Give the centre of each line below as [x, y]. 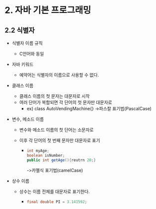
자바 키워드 [23, 64]
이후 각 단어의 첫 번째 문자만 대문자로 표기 [60, 140]
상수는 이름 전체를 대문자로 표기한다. [54, 191]
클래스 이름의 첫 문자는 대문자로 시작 [54, 96]
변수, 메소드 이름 [28, 119]
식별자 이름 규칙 [27, 43]
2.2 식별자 [20, 30]
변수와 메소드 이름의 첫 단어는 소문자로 [56, 130]
